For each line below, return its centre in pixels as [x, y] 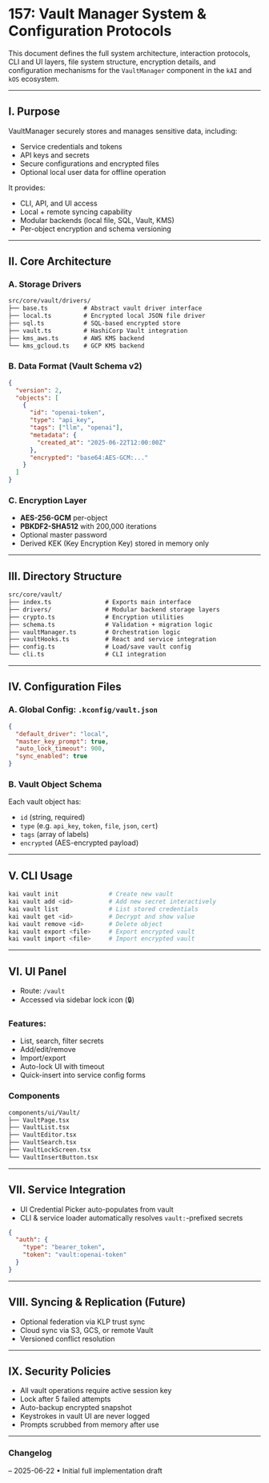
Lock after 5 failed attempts [65, 1399]
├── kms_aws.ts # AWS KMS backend [77, 338]
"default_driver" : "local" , [62, 734]
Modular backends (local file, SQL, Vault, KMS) [97, 220]
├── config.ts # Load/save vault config [100, 647]
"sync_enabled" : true [52, 756]
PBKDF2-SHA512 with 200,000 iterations [88, 526]
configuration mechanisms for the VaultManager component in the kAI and [130, 70]
